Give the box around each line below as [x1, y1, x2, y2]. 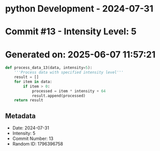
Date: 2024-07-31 [12, 125, 49, 131]
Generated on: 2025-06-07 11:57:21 [5, 48, 156, 60]
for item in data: [14, 79, 52, 84]
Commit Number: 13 [12, 135, 54, 141]
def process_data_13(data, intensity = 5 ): [5, 65, 93, 70]
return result [14, 98, 43, 103]
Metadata [5, 111, 36, 120]
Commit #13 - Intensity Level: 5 [5, 26, 137, 37]
